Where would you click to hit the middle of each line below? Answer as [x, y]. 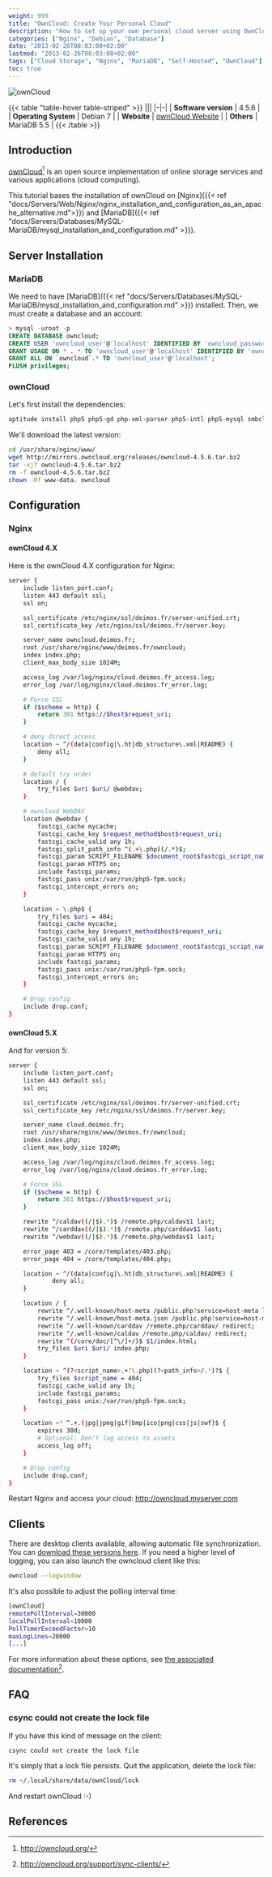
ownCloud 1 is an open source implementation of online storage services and [136, 170]
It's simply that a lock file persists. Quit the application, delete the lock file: [132, 1765]
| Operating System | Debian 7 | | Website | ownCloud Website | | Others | [133, 116]
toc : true [25, 69]
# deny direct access [59, 737]
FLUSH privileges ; [39, 366]
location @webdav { [56, 819]
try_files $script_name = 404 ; [90, 1379]
